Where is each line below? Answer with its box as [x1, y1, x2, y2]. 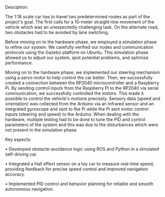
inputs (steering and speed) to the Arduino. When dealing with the [5, 111, 139, 117]
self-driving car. [5, 151, 38, 157]
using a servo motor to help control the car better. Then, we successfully [5, 75, 153, 80]
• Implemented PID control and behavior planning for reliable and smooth [5, 181, 154, 187]
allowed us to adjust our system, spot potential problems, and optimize [5, 55, 149, 61]
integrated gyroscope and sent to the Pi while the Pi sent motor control [5, 106, 149, 112]
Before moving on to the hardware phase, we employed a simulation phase [5, 39, 157, 45]
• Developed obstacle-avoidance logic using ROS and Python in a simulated [5, 146, 159, 152]
